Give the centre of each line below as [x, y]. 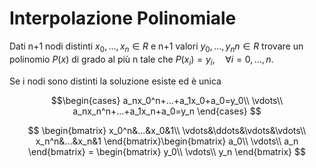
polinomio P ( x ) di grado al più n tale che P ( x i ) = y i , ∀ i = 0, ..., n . [141, 60]
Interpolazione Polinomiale [123, 18]
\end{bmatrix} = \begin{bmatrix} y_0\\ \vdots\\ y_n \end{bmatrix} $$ [167, 151]
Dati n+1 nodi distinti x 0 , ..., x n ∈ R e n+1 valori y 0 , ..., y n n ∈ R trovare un [156, 47]
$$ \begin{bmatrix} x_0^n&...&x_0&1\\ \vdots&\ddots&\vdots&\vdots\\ [167, 130]
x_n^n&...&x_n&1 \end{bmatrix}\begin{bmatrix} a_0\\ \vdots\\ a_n [167, 141]
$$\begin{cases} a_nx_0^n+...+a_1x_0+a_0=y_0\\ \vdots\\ [167, 100]
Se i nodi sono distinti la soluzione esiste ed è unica [115, 81]
